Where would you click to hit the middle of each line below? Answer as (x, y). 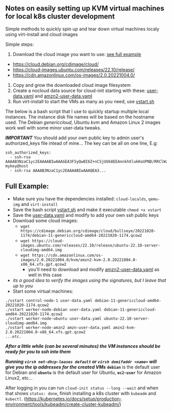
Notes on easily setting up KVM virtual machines (85, 8)
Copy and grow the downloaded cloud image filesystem (72, 85)
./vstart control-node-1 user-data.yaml (49, 301)
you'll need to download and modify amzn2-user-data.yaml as (94, 269)
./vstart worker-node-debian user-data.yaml (53, 310)
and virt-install (39, 204)
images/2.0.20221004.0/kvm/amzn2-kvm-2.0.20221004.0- (79, 260)
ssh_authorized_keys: (28, 153)
